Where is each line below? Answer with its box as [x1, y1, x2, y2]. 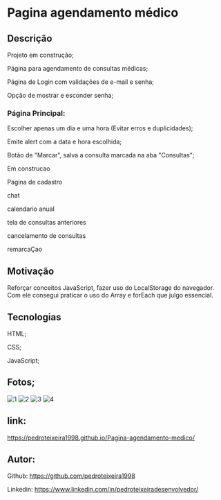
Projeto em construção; [7, 51, 74, 59]
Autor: [7, 453, 36, 465]
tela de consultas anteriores [7, 218, 86, 227]
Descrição [7, 33, 52, 44]
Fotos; [7, 377, 35, 388]
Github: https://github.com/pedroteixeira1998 [7, 472, 136, 480]
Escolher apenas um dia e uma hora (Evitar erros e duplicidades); [7, 124, 193, 132]
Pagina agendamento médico [7, 5, 179, 21]
